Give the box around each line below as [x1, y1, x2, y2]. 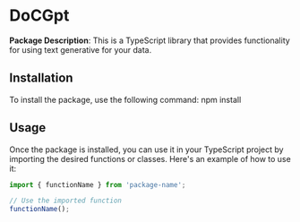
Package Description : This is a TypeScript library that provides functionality [9, 35, 291, 46]
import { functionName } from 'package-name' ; [9, 180, 186, 189]
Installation [9, 71, 73, 86]
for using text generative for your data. [9, 44, 152, 55]
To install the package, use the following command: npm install [9, 94, 242, 105]
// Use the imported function [9, 196, 123, 206]
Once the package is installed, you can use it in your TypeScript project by [9, 144, 284, 155]
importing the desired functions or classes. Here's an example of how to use [9, 153, 291, 164]
